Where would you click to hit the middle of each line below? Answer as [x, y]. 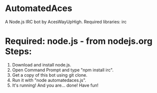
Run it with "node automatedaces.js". [49, 80]
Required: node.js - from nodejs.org [79, 41]
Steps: [18, 52]
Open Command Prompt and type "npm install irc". [63, 70]
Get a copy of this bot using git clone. [50, 75]
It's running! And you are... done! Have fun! [55, 85]
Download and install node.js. [42, 65]
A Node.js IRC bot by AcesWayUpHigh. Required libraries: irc [66, 22]
